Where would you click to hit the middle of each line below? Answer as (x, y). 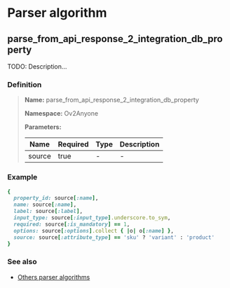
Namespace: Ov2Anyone (61, 114)
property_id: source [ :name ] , (56, 198)
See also (22, 262)
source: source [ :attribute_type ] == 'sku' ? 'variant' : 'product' (114, 237)
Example (22, 177)
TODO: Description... (37, 67)
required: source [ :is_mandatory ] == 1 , (72, 224)
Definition (25, 84)
